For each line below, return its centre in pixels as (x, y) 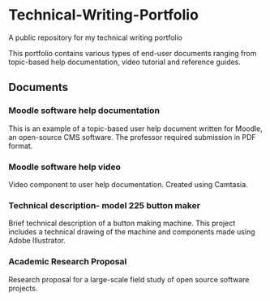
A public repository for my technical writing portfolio (95, 37)
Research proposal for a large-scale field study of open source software (129, 279)
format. (21, 146)
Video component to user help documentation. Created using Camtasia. (129, 184)
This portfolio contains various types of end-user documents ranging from (133, 53)
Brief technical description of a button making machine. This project (122, 223)
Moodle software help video (65, 167)
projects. (23, 288)
